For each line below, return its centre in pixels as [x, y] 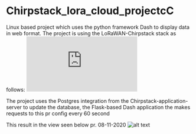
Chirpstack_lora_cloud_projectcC [90, 11]
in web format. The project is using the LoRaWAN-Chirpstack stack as [91, 33]
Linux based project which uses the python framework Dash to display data [98, 27]
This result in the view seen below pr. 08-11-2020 [66, 125]
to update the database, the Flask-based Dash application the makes [107, 107]
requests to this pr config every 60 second [58, 113]
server [14, 107]
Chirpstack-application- [159, 101]
